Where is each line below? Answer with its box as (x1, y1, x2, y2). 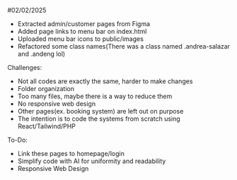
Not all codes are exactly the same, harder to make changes (17, 77, 193, 85)
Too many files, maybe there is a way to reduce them (17, 92, 173, 100)
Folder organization (17, 85, 75, 92)
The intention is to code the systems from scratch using (17, 114, 180, 123)
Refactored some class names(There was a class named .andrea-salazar (17, 42, 231, 50)
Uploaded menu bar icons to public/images (17, 35, 144, 43)
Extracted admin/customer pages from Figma (17, 20, 151, 28)
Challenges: (7, 64, 42, 71)
